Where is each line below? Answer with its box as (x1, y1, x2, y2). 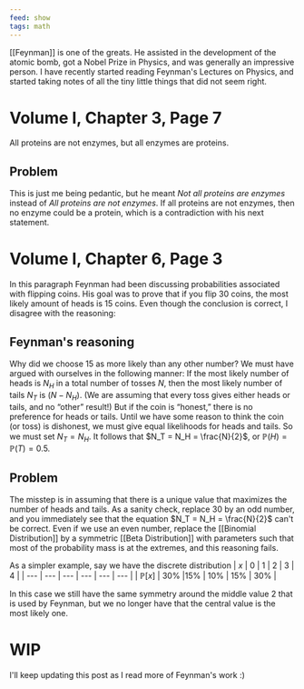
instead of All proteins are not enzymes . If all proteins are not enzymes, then (9, 197, 295, 209)
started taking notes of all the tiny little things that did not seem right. (9, 75, 268, 86)
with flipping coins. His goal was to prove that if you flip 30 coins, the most (9, 288, 289, 300)
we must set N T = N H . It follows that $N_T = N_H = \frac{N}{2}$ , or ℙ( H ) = (9, 431, 288, 444)
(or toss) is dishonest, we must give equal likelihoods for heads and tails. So (9, 420, 293, 432)
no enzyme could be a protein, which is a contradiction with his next (9, 207, 265, 218)
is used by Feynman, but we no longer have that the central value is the (9, 598, 277, 609)
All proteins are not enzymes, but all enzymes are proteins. (9, 137, 230, 148)
